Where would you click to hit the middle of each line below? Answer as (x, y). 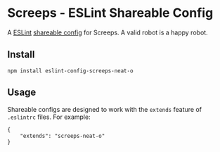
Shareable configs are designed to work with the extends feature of (105, 109)
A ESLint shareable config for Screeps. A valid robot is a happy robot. (108, 32)
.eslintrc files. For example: (49, 117)
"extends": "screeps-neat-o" (63, 136)
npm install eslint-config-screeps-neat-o (70, 71)
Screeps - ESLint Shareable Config (110, 13)
